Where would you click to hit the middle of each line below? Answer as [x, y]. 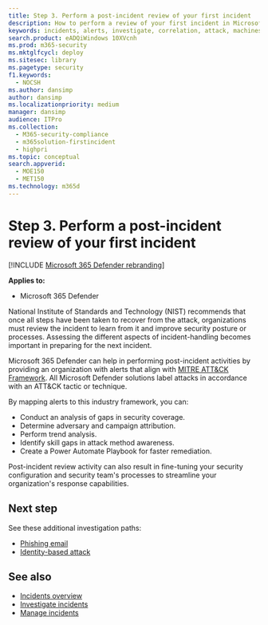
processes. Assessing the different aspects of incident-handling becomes [130, 337]
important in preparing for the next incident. [80, 345]
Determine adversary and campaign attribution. [98, 425]
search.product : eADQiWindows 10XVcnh [73, 38]
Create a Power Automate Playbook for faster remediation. [116, 451]
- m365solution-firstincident [65, 142]
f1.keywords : [30, 75]
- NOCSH [28, 82]
